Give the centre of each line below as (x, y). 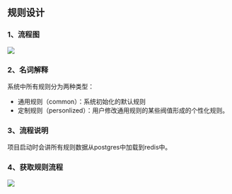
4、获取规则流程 (35, 167)
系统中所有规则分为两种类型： (51, 86)
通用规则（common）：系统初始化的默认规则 (82, 101)
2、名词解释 (28, 69)
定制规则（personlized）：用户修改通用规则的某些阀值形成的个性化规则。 (123, 110)
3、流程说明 (28, 130)
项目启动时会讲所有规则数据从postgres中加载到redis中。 (89, 147)
